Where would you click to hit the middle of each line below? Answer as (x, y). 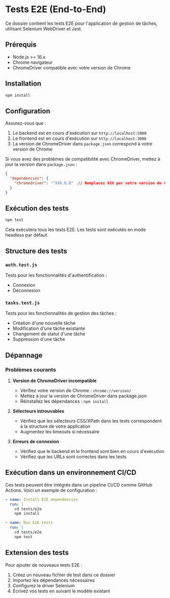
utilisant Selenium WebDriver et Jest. (44, 28)
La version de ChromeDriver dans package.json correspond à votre (82, 144)
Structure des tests (36, 251)
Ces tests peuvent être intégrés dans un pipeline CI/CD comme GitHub (79, 484)
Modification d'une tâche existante (49, 328)
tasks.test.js (23, 303)
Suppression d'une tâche (39, 339)
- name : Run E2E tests (29, 523)
